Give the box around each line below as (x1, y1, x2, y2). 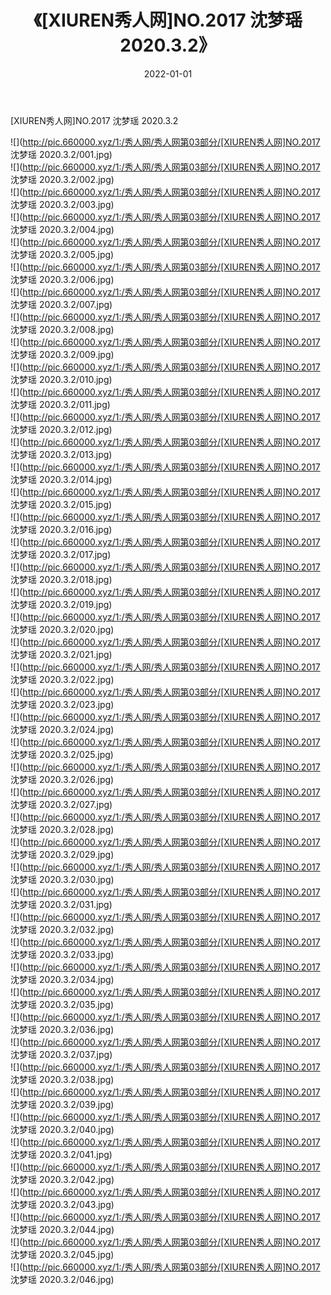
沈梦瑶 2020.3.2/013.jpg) (10, 448, 113, 460)
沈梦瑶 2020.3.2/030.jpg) (10, 873, 115, 885)
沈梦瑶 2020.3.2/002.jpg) (10, 173, 115, 185)
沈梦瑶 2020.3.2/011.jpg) (10, 398, 111, 410)
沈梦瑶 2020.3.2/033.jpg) (10, 948, 115, 960)
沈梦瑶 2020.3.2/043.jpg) (10, 1198, 115, 1210)
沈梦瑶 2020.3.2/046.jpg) (10, 1273, 115, 1285)
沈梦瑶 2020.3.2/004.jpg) (10, 223, 115, 235)
